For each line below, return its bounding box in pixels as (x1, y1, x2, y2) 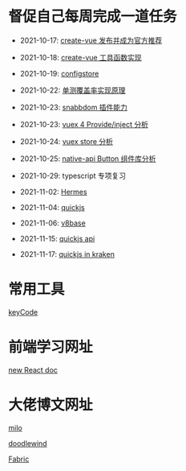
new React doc (8, 365, 59, 374)
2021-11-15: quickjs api (19, 233, 95, 243)
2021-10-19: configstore (19, 68, 99, 78)
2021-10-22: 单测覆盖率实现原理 (19, 85, 126, 95)
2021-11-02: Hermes (19, 187, 87, 196)
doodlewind (8, 438, 47, 448)
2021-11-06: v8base (19, 218, 86, 228)
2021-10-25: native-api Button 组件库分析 (19, 154, 156, 163)
